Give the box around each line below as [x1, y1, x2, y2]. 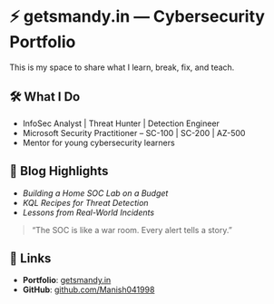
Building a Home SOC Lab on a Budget [22, 187, 169, 199]
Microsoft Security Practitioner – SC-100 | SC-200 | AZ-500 [22, 127, 246, 138]
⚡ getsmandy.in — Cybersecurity [9, 6, 266, 27]
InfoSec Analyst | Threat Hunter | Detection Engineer [22, 118, 220, 129]
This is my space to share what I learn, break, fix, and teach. [9, 62, 235, 73]
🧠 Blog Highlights [9, 163, 109, 179]
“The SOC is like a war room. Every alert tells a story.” [31, 224, 233, 235]
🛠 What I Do [9, 89, 81, 104]
